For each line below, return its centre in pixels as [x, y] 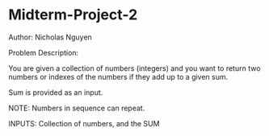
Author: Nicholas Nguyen [50, 37]
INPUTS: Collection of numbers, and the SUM [84, 123]
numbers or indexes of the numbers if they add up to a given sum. [118, 76]
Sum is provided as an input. [56, 92]
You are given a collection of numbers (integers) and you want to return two [134, 68]
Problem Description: [44, 52]
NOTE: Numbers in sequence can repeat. [77, 108]
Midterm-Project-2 [73, 15]
